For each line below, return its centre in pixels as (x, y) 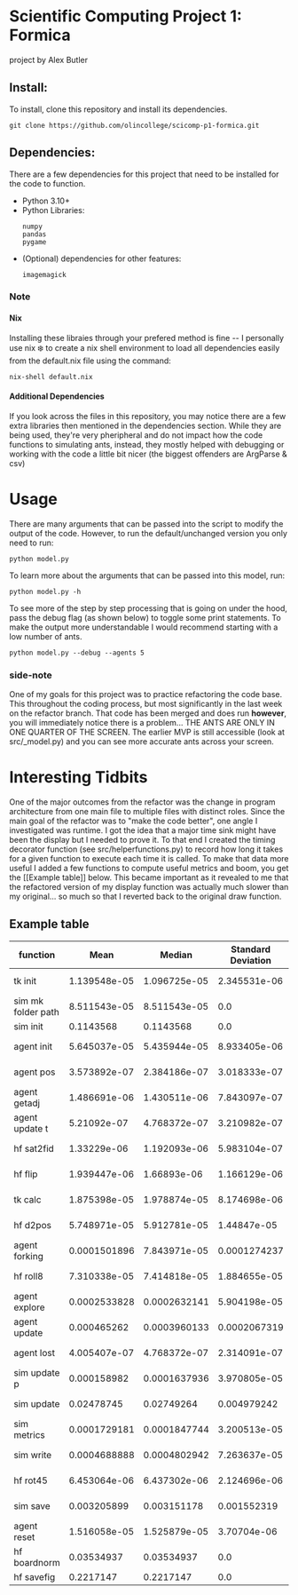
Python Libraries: (53, 210)
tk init (25, 980)
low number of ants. (46, 636)
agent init (33, 1046)
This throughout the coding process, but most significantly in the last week (146, 704)
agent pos (35, 1072)
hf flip (26, 1174)
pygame (34, 242)
